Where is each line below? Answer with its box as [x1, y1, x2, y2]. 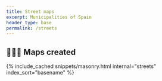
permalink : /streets [6, 25, 58, 31]
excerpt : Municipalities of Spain [6, 14, 92, 20]
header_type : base [6, 20, 52, 25]
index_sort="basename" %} [6, 69, 74, 76]
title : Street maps [6, 8, 55, 15]
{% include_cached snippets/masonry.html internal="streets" [6, 63, 157, 70]
